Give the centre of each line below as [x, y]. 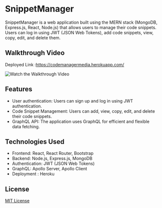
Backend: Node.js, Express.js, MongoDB [52, 159]
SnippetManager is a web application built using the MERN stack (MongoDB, [81, 22]
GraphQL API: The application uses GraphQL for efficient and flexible [81, 121]
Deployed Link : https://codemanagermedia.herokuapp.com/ [65, 64]
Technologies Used [35, 141]
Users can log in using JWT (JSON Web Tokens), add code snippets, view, [79, 32]
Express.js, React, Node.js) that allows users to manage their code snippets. [81, 27]
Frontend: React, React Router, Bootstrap [53, 153]
